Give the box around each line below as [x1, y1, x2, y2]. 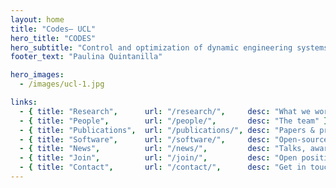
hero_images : [10, 70, 65, 80]
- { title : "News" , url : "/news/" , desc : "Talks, [19, 144, 307, 154]
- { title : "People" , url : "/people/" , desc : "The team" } [19, 116, 329, 126]
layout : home [10, 14, 65, 25]
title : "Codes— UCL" [10, 24, 97, 34]
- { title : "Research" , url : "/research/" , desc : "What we [19, 106, 311, 116]
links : [10, 97, 38, 107]
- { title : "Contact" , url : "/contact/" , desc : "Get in [19, 162, 307, 173]
